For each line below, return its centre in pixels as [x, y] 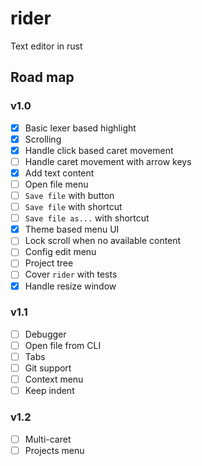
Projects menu [54, 450]
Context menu [54, 379]
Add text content [59, 173]
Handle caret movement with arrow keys [108, 161]
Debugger [45, 334]
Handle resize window [70, 286]
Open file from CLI [63, 345]
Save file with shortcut [73, 207]
